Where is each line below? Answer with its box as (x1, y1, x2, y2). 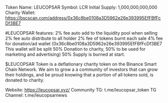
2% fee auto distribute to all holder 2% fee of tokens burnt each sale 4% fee (5, 35, 163, 41)
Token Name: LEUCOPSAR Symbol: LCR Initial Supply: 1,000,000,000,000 (5, 5, 157, 10)
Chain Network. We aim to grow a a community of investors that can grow (5, 66, 158, 72)
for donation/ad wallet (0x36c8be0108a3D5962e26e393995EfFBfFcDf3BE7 (5, 41, 162, 47)
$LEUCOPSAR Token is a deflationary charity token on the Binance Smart (5, 61, 157, 67)
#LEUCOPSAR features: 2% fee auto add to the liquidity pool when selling (5, 30, 158, 36)
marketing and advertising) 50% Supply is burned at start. (5, 51, 125, 57)
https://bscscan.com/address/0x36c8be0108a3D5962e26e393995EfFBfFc (5, 15, 161, 21)
